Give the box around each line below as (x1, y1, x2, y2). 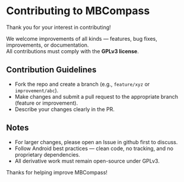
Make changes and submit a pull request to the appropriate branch (14, 93, 178, 100)
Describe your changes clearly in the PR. (14, 105, 115, 113)
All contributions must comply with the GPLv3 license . (6, 47, 139, 54)
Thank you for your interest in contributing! (6, 24, 111, 31)
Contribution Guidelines (6, 65, 97, 75)
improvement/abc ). (14, 87, 59, 94)
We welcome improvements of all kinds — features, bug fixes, (6, 35, 157, 42)
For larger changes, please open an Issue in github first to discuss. (14, 138, 178, 145)
